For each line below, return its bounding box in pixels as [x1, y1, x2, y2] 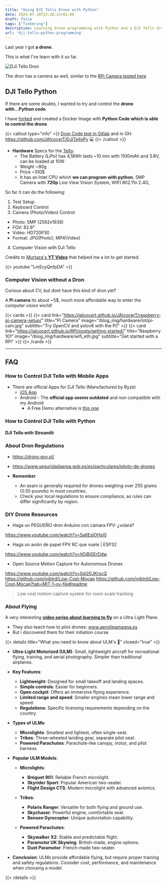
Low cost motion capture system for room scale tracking [17, 591, 133, 597]
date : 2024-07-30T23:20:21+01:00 [5, 12, 75, 17]
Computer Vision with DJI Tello [12, 245, 76, 251]
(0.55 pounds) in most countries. [19, 488, 87, 494]
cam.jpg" [5, 323, 24, 329]
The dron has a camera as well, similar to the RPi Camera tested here [5, 73, 147, 79]
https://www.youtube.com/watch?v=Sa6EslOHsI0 [5, 531, 107, 538]
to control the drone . [5, 121, 49, 127]
